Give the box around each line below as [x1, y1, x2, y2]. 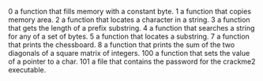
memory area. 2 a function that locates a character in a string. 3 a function [8, 15, 250, 24]
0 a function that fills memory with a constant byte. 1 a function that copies [8, 7, 251, 16]
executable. [8, 65, 47, 74]
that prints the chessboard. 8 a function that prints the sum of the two [8, 40, 235, 50]
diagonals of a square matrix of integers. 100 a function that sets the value [8, 49, 250, 57]
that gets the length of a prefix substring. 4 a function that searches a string [8, 24, 255, 32]
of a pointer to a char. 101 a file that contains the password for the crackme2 [8, 57, 256, 66]
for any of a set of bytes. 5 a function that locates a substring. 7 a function [8, 31, 250, 41]
